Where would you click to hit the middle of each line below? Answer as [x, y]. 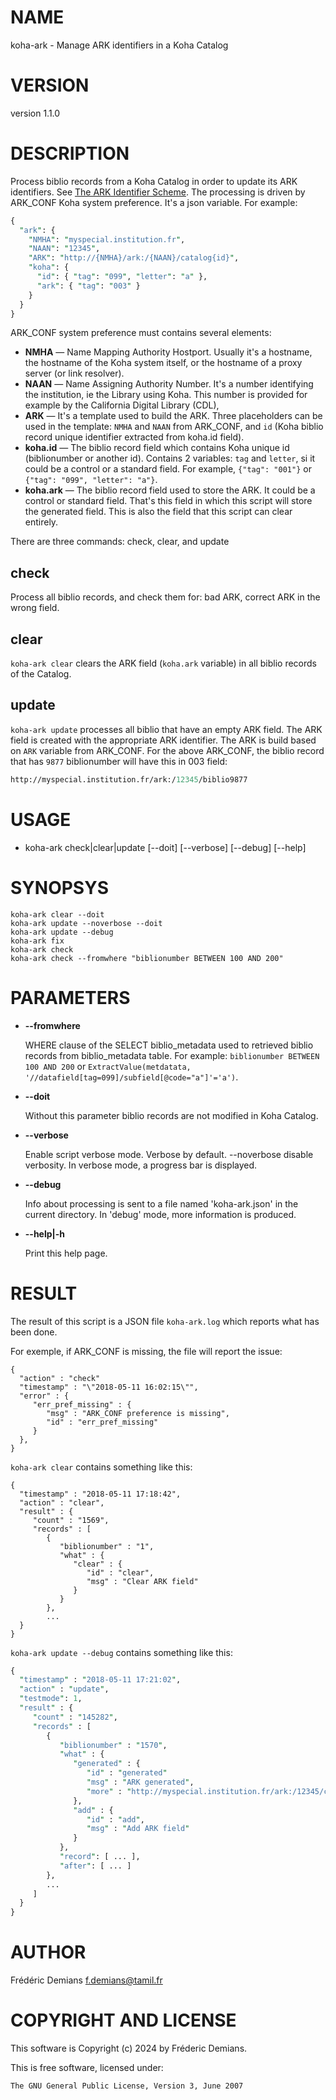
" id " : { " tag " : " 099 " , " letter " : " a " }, [122, 277]
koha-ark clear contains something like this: [101, 1467]
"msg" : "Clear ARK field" [142, 1581]
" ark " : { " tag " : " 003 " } [88, 286]
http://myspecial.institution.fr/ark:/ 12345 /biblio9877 [129, 779]
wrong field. [35, 608]
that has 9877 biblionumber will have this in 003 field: [119, 761]
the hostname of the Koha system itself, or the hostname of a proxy [163, 363]
